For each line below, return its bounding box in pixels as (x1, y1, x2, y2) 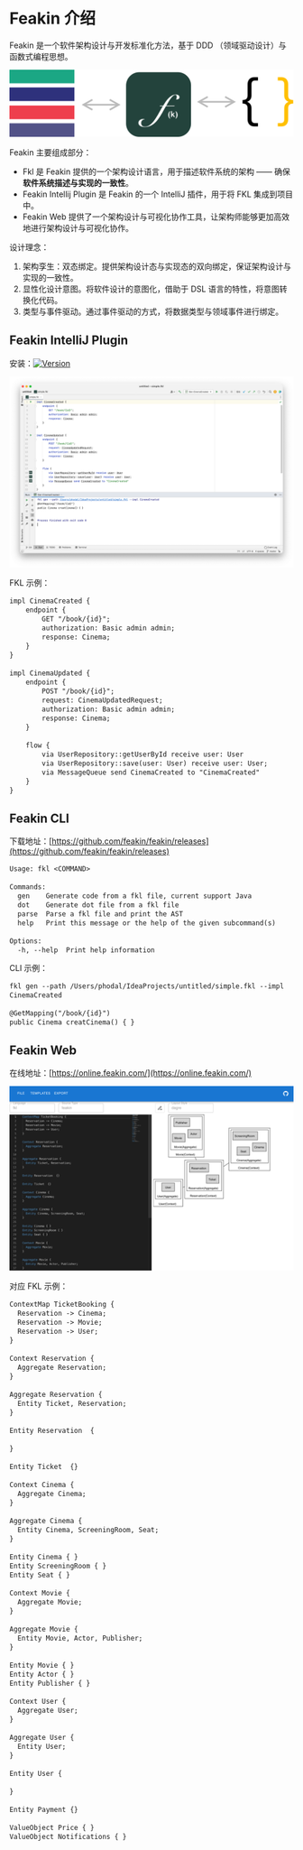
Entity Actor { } (9, 1670, 75, 1679)
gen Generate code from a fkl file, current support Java (17, 892, 252, 901)
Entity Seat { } (9, 1570, 70, 1579)
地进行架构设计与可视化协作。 (22, 223, 133, 234)
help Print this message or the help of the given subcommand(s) (17, 919, 277, 928)
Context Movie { (9, 1588, 70, 1597)
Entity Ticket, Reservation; (17, 1399, 127, 1408)
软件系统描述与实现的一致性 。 (22, 178, 133, 189)
